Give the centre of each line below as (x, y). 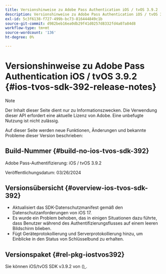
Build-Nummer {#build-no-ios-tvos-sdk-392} (77, 151)
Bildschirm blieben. (32, 229)
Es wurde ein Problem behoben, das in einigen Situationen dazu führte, (84, 218)
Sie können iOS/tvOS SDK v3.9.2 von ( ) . (46, 267)
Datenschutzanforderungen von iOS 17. (52, 213)
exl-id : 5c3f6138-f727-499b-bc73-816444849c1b (54, 19)
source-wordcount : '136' (31, 33)
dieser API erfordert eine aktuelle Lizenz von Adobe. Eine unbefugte (74, 115)
